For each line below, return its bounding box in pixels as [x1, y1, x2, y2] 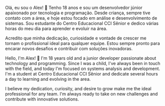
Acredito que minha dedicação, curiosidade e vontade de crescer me [5, 35, 147, 41]
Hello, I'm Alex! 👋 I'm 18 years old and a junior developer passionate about [5, 55, 157, 61]
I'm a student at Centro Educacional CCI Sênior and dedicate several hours [5, 71, 158, 76]
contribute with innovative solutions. [5, 96, 79, 102]
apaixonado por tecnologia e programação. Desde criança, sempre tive [5, 10, 151, 16]
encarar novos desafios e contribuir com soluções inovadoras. [5, 46, 133, 51]
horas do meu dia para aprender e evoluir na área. [5, 26, 108, 32]
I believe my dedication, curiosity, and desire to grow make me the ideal [5, 86, 152, 91]
